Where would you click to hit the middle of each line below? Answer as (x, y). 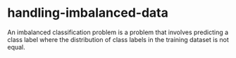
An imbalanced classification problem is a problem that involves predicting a (118, 32)
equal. (17, 47)
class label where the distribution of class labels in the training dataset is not (118, 39)
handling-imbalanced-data (88, 13)
